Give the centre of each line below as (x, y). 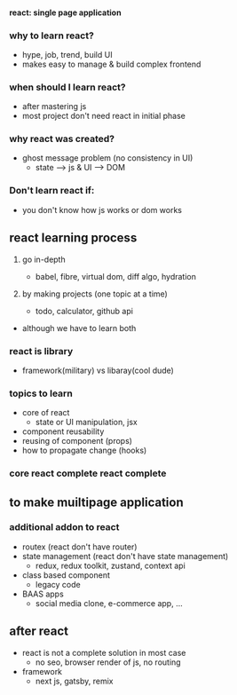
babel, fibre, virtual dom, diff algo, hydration (116, 276)
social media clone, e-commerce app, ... (109, 603)
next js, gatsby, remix (74, 681)
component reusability (63, 431)
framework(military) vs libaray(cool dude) (98, 370)
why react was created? (62, 139)
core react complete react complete (88, 473)
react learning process (73, 238)
